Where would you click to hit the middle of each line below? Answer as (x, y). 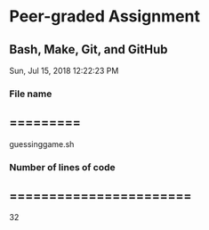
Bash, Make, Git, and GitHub (88, 49)
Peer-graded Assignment (104, 16)
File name (31, 94)
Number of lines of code (62, 167)
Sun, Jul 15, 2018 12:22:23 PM (64, 70)
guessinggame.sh (42, 144)
